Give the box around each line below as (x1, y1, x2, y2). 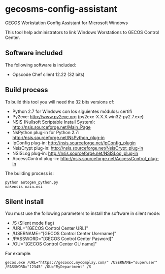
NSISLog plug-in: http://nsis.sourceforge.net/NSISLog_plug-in (12, 150, 138, 156)
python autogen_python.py (5, 180, 58, 185)
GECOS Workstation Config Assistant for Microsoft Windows (5, 20, 128, 26)
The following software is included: (5, 62, 76, 68)
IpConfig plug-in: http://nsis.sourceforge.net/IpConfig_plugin (12, 139, 136, 146)
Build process (5, 86, 48, 94)
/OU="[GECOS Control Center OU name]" (12, 241, 97, 247)
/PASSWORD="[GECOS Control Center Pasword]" (12, 236, 114, 242)
